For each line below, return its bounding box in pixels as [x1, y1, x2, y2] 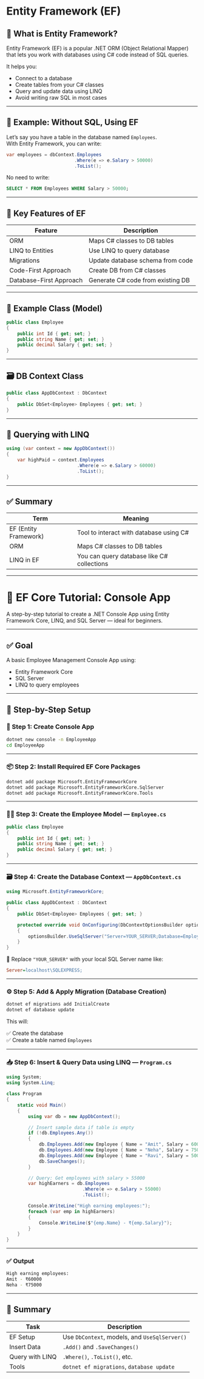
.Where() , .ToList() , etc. [63, 1352, 133, 1361]
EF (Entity [9, 525, 38, 533]
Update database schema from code [88, 257, 193, 265]
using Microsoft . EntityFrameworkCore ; [6, 889, 104, 895]
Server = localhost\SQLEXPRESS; [6, 967, 83, 973]
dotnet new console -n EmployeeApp [6, 736, 97, 742]
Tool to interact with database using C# [76, 528, 189, 537]
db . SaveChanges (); [38, 1158, 86, 1164]
